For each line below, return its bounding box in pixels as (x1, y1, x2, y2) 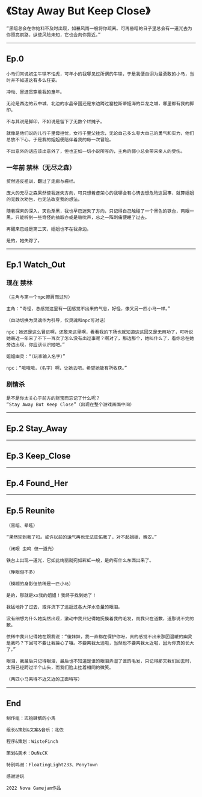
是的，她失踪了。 (6, 238, 43, 244)
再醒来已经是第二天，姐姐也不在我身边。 (6, 226, 91, 233)
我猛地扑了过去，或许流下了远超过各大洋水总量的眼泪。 (6, 604, 123, 610)
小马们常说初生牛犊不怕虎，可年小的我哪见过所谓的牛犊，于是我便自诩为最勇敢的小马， (6, 71, 190, 77)
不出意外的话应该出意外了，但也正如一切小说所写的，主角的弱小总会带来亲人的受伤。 (6, 148, 185, 154)
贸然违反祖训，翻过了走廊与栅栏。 (6, 179, 78, 185)
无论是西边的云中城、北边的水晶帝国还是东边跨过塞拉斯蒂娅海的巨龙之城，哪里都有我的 (6, 100, 190, 106)
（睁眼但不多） (6, 569, 38, 575)
